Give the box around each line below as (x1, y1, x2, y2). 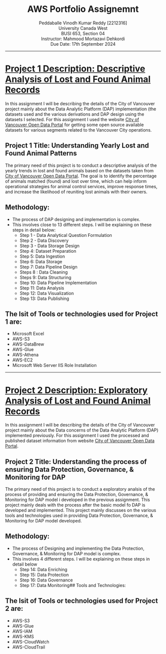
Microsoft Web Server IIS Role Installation (12, 363, 97, 368)
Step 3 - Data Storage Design (19, 242, 80, 249)
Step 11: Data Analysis (19, 285, 64, 291)
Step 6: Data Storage (19, 258, 63, 264)
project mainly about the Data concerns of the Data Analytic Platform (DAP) (5, 427, 159, 433)
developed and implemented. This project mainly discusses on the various (5, 508, 157, 513)
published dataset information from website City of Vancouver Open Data (5, 438, 155, 444)
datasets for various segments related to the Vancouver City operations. (5, 127, 152, 133)
